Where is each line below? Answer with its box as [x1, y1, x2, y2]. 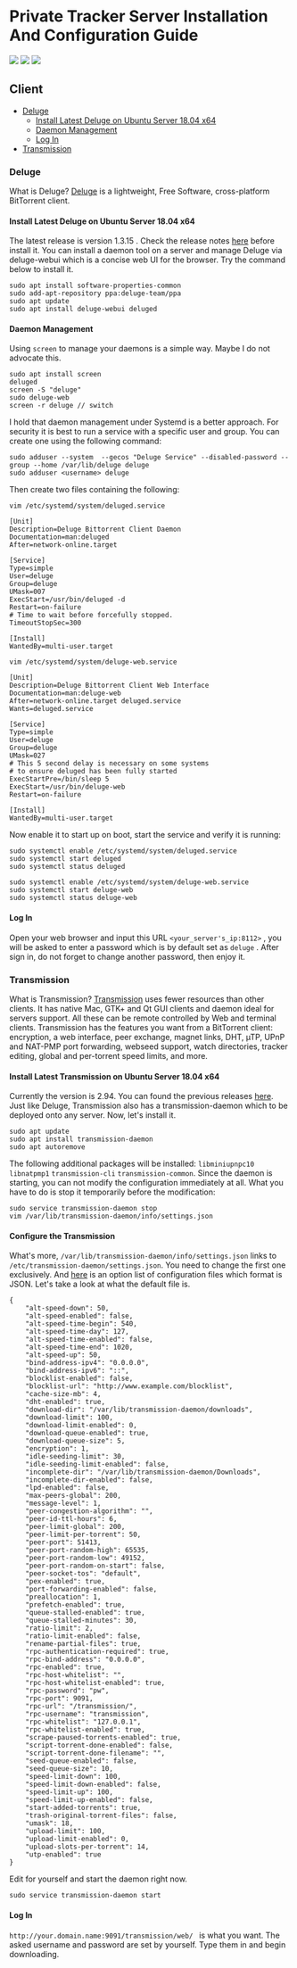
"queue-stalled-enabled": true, [25, 1608, 145, 1617]
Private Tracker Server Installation [9, 6, 268, 27]
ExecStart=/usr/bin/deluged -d [9, 595, 126, 604]
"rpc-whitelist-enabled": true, [25, 1725, 145, 1734]
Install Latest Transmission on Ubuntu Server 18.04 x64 [9, 1071, 220, 1081]
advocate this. [9, 352, 62, 363]
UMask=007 [9, 587, 46, 597]
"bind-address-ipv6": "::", [25, 1367, 129, 1376]
